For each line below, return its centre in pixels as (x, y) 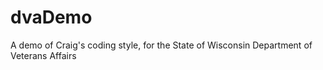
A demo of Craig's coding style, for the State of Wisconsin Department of (161, 45)
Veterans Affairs (43, 55)
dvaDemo (51, 17)
